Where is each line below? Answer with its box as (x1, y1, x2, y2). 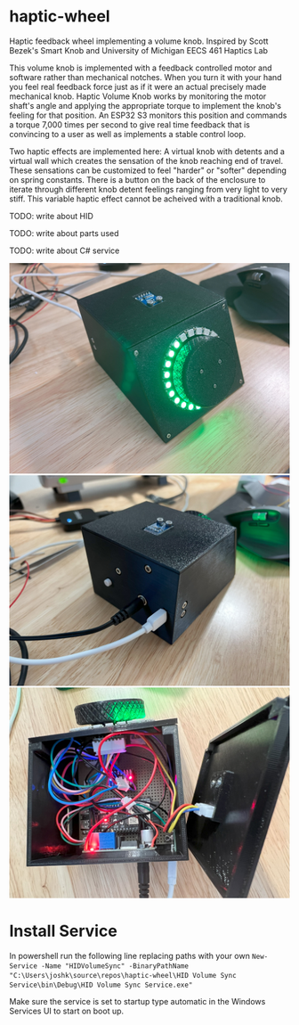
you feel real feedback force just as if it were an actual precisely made (9, 81, 267, 92)
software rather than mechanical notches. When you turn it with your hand (9, 71, 282, 82)
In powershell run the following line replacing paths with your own (9, 950, 251, 961)
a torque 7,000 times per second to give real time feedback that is (9, 119, 251, 130)
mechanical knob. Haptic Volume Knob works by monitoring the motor (9, 91, 267, 102)
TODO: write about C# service (9, 245, 120, 256)
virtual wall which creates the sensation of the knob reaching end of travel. (9, 155, 284, 166)
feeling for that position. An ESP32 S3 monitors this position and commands (9, 110, 287, 120)
